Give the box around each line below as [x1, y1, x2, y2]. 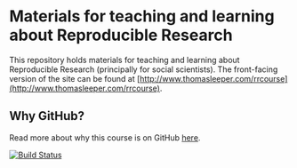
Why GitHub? [9, 108, 85, 124]
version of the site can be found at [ [9, 73, 140, 84]
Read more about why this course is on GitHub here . [9, 132, 201, 143]
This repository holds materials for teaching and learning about [9, 54, 240, 65]
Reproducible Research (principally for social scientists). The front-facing [9, 64, 278, 75]
